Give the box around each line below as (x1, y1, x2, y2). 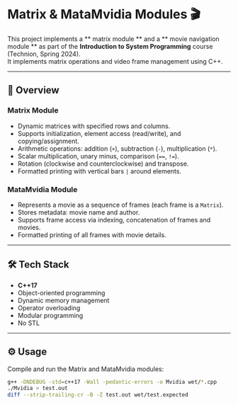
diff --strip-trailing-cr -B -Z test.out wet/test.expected (7, 392, 189, 399)
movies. (17, 223, 41, 232)
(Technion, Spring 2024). (7, 50, 81, 58)
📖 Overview (7, 84, 59, 96)
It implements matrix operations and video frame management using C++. (7, 57, 223, 65)
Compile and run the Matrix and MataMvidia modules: (7, 365, 164, 373)
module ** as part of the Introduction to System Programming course (7, 42, 213, 50)
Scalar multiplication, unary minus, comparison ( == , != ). (17, 152, 179, 160)
